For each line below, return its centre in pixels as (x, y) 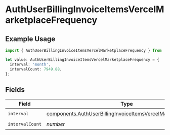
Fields (15, 90)
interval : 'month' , (30, 64)
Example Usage (30, 39)
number (56, 124)
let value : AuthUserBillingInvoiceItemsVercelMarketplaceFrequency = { (82, 59)
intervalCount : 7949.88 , (36, 69)
